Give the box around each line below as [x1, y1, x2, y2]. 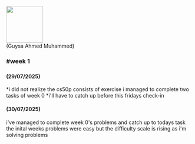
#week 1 [6, 57, 31, 65]
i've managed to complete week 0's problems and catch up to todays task [6, 119, 186, 126]
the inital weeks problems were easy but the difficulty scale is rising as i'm [6, 125, 187, 132]
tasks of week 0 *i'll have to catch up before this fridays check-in [6, 92, 165, 99]
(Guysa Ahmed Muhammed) [6, 42, 75, 49]
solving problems [6, 131, 48, 138]
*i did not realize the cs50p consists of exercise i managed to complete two [6, 86, 190, 93]
